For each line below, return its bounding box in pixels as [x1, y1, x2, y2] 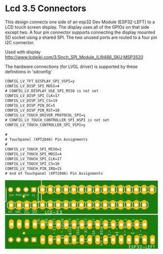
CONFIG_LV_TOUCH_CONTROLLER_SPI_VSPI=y [5, 122, 86, 127]
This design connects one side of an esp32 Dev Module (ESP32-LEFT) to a [5, 19, 155, 25]
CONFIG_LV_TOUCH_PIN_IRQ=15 [5, 166, 62, 171]
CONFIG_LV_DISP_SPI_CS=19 [5, 98, 57, 103]
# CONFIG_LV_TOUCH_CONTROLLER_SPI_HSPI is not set [5, 118, 110, 122]
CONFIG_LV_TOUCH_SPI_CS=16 [5, 161, 60, 166]
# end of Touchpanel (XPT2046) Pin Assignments [5, 171, 103, 176]
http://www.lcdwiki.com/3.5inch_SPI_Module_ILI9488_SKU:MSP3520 [5, 54, 144, 60]
